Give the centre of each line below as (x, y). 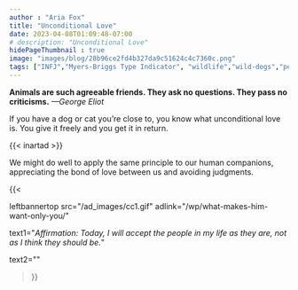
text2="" (25, 259)
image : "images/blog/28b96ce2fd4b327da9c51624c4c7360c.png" (123, 59)
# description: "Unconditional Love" (79, 42)
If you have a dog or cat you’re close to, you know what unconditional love (145, 118)
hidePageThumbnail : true (57, 51)
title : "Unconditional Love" (63, 26)
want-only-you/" (39, 216)
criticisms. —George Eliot (57, 101)
